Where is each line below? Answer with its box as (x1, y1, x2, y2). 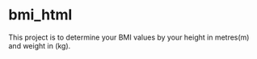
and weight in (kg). (8, 40, 71, 50)
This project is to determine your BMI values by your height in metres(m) (8, 32, 250, 42)
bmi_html (8, 6, 73, 24)
